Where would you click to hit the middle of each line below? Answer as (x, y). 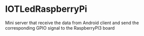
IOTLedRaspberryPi (46, 9)
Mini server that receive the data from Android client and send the (72, 23)
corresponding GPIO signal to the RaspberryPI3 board (60, 28)
